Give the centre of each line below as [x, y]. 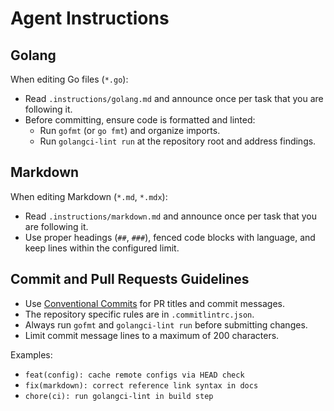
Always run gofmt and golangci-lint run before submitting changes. [166, 324]
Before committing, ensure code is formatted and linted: [140, 120]
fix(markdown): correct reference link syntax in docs [141, 385]
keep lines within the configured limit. [102, 248]
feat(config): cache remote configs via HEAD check [134, 375]
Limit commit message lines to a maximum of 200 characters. [152, 335]
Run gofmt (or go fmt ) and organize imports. [130, 130]
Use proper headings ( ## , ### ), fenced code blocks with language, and [170, 237]
